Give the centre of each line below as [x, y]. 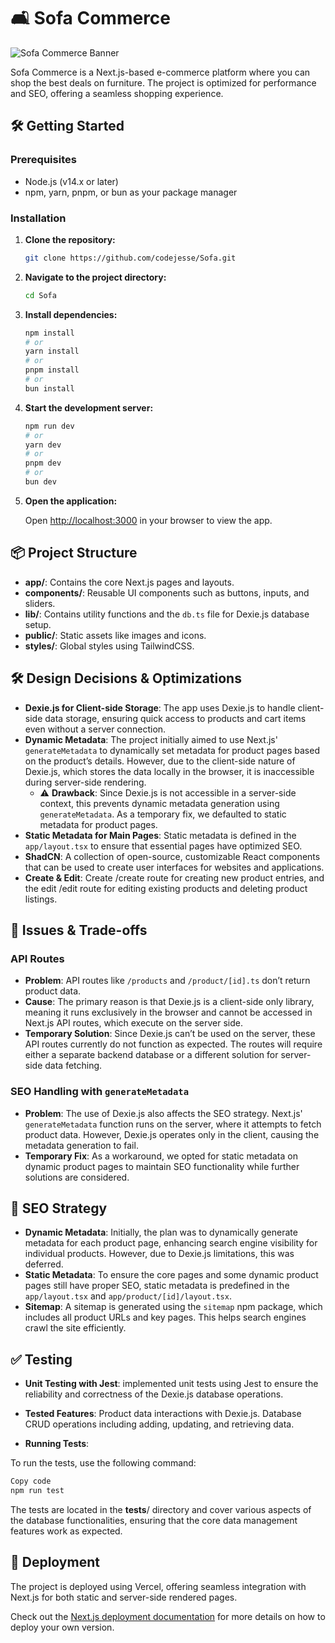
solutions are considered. [77, 1177]
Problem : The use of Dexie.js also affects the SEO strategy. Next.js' [163, 1113]
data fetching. [73, 1066]
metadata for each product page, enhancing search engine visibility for [171, 1243]
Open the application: [71, 501]
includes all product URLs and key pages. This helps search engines [165, 1317]
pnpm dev [43, 463]
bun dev [40, 482]
